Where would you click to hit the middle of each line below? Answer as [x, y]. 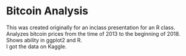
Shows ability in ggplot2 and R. [44, 40]
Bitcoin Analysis [47, 11]
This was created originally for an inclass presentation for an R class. [91, 27]
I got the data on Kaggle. [36, 46]
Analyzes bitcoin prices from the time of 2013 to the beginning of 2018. [93, 33]
